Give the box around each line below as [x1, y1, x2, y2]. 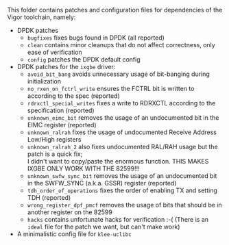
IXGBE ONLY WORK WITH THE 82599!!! [27, 164, 141, 172]
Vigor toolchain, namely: [7, 13, 76, 21]
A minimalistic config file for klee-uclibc [16, 230, 132, 238]
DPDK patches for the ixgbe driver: [16, 63, 116, 70]
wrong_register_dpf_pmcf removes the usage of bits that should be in [27, 201, 223, 209]
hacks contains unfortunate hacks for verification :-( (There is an [27, 216, 209, 223]
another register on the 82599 [27, 208, 113, 216]
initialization [27, 77, 62, 85]
